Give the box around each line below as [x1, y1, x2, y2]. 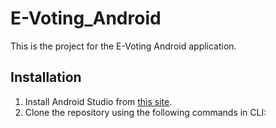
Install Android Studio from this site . [24, 95, 173, 107]
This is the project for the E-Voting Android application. [10, 40, 237, 52]
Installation [10, 69, 82, 86]
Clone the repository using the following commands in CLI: [24, 106, 267, 118]
